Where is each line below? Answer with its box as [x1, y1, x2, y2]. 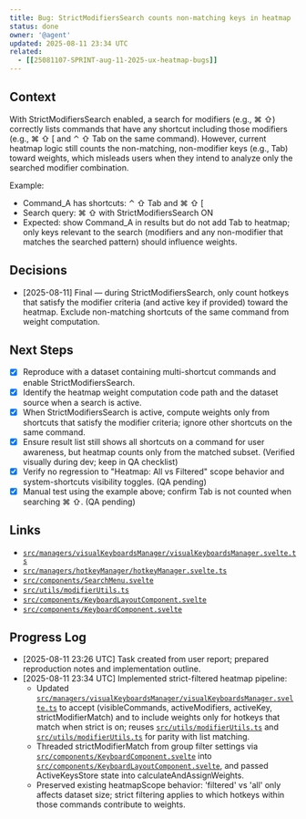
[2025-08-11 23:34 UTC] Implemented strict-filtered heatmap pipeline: [22, 673, 288, 684]
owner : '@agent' [9, 30, 71, 39]
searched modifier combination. [9, 161, 129, 173]
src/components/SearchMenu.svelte [22, 575, 154, 585]
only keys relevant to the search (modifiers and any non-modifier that [22, 226, 284, 237]
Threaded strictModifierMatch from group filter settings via [36, 741, 259, 752]
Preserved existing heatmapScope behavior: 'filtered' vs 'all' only [36, 780, 281, 791]
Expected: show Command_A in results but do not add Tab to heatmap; [22, 216, 291, 228]
